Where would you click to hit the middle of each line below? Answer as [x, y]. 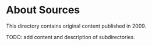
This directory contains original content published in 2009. [76, 26]
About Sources [43, 10]
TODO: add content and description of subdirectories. [70, 37]
